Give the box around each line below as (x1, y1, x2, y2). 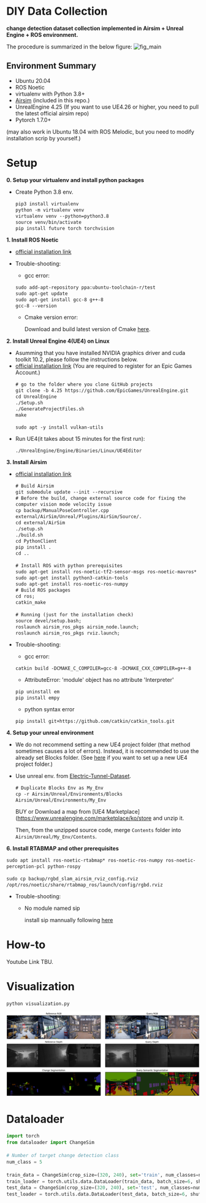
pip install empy (15, 695, 60, 701)
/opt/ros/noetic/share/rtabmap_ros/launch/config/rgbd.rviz (6, 882, 164, 888)
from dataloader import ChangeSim (6, 1139, 95, 1146)
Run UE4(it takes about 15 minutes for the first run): (15, 435, 145, 442)
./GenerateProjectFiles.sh (15, 406, 85, 412)
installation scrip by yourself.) (6, 134, 81, 142)
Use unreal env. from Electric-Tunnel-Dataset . (15, 772, 132, 779)
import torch (6, 1133, 40, 1139)
